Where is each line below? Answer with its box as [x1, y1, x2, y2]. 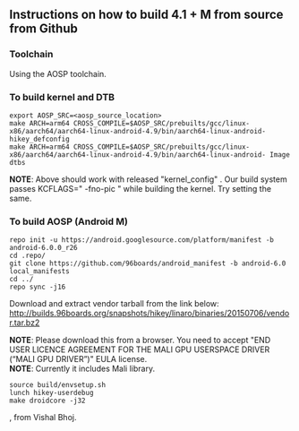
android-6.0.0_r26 [9, 244, 78, 253]
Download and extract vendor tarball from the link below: [9, 298, 219, 309]
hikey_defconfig [9, 134, 70, 143]
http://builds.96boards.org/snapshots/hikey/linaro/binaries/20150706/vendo [9, 308, 290, 319]
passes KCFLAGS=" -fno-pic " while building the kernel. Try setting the [9, 183, 271, 194]
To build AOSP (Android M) [9, 215, 128, 228]
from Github [9, 22, 78, 37]
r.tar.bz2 [9, 317, 40, 328]
